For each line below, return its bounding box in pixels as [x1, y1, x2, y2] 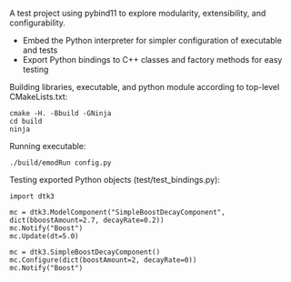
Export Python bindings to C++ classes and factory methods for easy [22, 55, 283, 65]
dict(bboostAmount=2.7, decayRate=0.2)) [9, 216, 166, 225]
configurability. [9, 17, 66, 28]
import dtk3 [9, 192, 55, 201]
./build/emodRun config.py [9, 158, 112, 167]
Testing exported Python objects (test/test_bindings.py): [9, 175, 221, 185]
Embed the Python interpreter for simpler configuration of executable [22, 35, 282, 45]
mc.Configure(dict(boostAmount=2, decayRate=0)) [9, 256, 197, 265]
